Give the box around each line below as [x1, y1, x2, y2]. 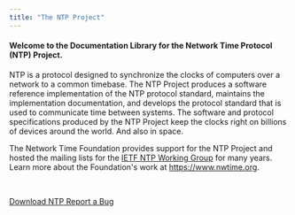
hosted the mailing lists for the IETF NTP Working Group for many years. [9, 152, 273, 163]
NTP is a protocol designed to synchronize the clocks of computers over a [9, 69, 281, 80]
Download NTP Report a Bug [9, 196, 114, 206]
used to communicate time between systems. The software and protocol [9, 107, 275, 118]
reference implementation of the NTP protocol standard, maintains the [9, 88, 266, 98]
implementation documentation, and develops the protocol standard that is [9, 97, 282, 108]
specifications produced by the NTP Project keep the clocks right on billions [9, 116, 287, 127]
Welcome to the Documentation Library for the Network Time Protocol [9, 41, 273, 51]
